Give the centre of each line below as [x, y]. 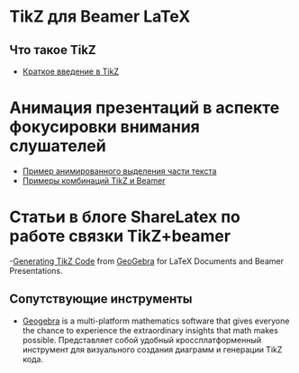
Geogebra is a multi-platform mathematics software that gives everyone [156, 321]
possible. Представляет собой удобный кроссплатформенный [142, 340]
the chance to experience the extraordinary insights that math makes [150, 330]
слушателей [58, 146]
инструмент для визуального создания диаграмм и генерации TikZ [152, 350]
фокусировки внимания [105, 127]
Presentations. [36, 270]
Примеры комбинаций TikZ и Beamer [94, 180]
